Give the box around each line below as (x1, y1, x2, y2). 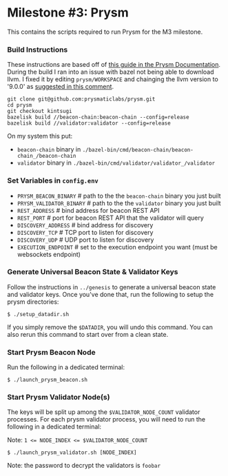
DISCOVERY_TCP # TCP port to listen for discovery (17, 228, 154, 236)
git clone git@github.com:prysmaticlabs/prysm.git (7, 96, 156, 103)
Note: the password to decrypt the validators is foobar (7, 462, 160, 470)
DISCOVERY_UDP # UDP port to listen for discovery (17, 236, 154, 244)
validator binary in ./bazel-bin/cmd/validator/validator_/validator (17, 158, 216, 167)
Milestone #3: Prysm (7, 5, 129, 21)
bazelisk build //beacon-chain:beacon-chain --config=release (7, 114, 189, 121)
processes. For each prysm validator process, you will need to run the (7, 415, 205, 424)
